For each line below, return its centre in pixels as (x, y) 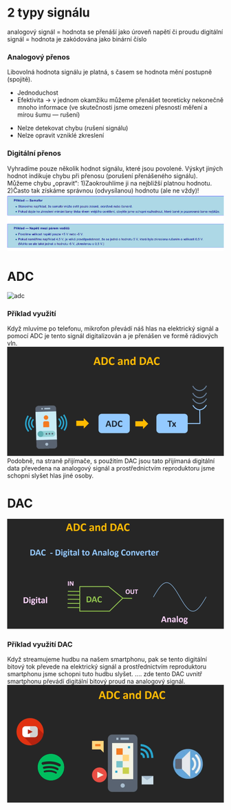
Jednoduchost (37, 93)
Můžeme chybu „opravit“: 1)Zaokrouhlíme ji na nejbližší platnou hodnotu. (110, 183)
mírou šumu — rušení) (48, 115)
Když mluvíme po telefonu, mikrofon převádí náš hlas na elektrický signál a (113, 328)
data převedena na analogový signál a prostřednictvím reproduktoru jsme (111, 468)
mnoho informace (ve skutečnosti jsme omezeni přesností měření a (112, 108)
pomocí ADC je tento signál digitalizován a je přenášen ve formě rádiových (113, 336)
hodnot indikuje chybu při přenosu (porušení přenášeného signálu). (102, 176)
